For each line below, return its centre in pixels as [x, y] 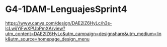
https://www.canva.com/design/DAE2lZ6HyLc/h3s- [59, 23]
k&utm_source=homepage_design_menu [47, 39]
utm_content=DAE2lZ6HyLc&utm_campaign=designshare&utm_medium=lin [83, 33]
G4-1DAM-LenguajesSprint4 [66, 9]
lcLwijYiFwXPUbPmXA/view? [35, 28]
